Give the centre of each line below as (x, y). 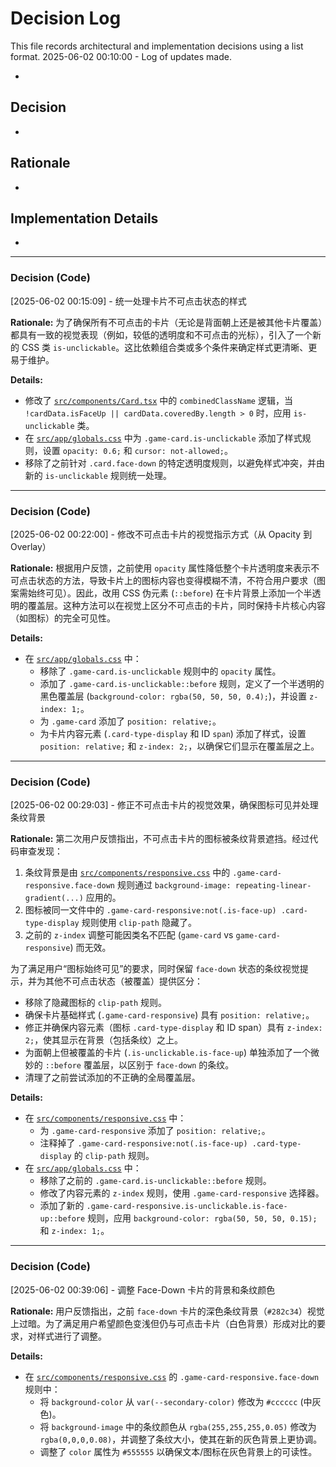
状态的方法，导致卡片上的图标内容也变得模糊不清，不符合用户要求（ (176, 580)
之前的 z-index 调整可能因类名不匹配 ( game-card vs (129, 935)
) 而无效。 (90, 948)
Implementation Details (84, 218)
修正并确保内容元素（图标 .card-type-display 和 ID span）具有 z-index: (173, 1028)
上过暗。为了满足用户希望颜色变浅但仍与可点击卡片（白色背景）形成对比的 (163, 1323)
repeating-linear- (273, 886)
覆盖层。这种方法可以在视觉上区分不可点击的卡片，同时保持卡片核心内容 (176, 605)
